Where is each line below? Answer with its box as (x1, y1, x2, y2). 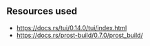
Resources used (6, 5, 77, 17)
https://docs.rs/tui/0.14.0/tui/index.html (16, 23, 127, 32)
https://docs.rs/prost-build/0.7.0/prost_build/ (16, 31, 143, 39)
